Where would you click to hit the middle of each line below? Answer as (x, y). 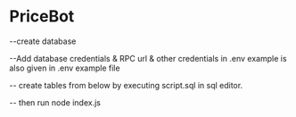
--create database (43, 41)
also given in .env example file (65, 68)
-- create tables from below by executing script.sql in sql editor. (126, 85)
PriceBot (42, 17)
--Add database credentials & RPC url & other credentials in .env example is (148, 58)
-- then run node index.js (55, 102)
